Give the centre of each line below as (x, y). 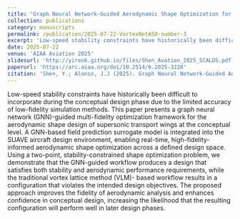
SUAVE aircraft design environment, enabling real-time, (89, 139)
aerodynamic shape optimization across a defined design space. (131, 147)
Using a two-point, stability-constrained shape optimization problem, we (114, 155)
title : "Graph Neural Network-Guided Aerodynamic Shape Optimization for (120, 14)
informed (21, 147)
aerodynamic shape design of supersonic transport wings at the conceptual (119, 124)
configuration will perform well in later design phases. (86, 208)
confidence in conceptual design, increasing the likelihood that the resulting (119, 200)
